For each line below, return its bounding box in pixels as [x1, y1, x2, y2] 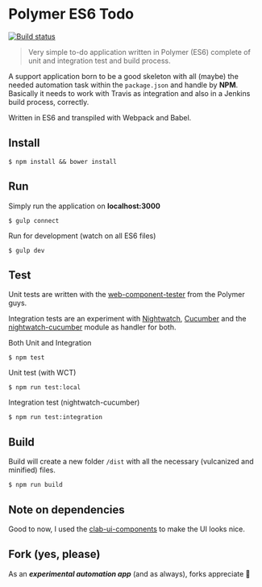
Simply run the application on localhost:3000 [8, 201, 161, 211]
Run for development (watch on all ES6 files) [8, 231, 156, 241]
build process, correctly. [8, 97, 89, 107]
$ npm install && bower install [8, 157, 117, 166]
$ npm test [8, 354, 45, 362]
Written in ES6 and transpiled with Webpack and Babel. [8, 112, 192, 122]
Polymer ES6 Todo [8, 5, 135, 23]
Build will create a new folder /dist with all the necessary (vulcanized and [8, 457, 254, 467]
